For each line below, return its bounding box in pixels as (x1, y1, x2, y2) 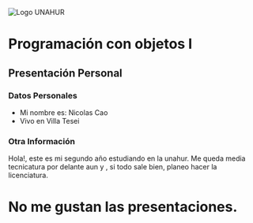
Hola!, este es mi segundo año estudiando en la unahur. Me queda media (8, 154, 246, 163)
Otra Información (8, 136, 75, 147)
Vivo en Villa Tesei (19, 116, 80, 125)
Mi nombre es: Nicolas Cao (19, 107, 108, 117)
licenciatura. (8, 170, 49, 180)
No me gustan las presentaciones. (8, 198, 238, 216)
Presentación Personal (8, 66, 123, 80)
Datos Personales (8, 90, 77, 101)
